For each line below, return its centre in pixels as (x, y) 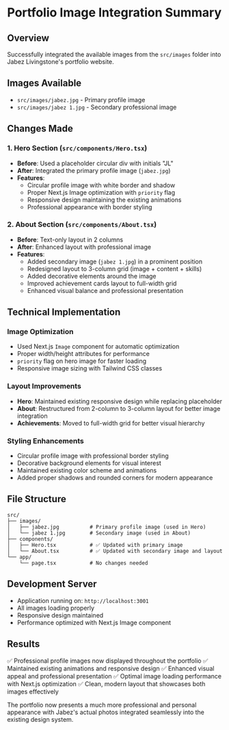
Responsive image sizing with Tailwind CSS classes (90, 368)
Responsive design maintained (60, 615)
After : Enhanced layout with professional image (84, 247)
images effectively (33, 692)
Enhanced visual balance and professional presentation (105, 290)
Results (24, 644)
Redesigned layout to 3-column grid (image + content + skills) (114, 268)
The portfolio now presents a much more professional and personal (102, 705)
